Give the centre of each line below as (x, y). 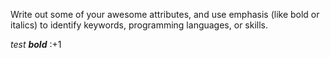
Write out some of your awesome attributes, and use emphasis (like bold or (165, 14)
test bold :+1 (36, 44)
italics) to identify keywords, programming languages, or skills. (139, 25)
